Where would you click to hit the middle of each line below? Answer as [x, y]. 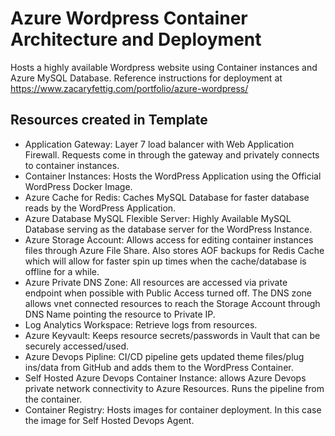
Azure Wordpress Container [129, 18]
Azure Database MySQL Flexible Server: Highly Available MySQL [158, 218]
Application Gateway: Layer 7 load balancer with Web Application [159, 144]
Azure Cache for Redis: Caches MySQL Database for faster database [167, 197]
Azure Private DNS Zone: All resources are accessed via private [156, 282]
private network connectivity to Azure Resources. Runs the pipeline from [174, 388]
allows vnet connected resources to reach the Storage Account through [172, 303]
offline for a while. [62, 271]
